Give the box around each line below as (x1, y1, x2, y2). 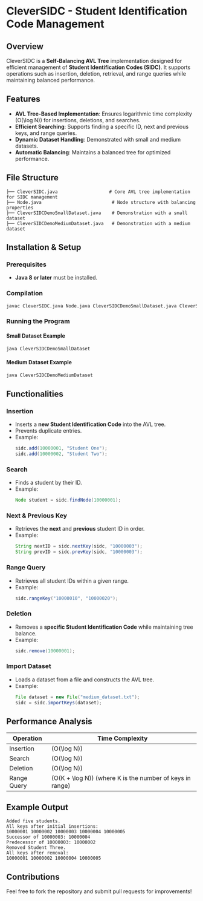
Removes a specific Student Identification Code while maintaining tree (14, 623, 193, 631)
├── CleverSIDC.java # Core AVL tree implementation (6, 189, 190, 195)
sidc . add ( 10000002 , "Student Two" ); (14, 451, 108, 457)
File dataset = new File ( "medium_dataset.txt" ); (14, 694, 140, 700)
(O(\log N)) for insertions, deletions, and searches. (14, 116, 141, 123)
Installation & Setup (6, 242, 82, 252)
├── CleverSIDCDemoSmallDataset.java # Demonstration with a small (6, 210, 188, 216)
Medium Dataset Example (6, 359, 72, 366)
